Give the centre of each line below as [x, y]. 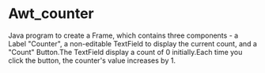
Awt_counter [51, 14]
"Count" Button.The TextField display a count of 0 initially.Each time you [125, 52]
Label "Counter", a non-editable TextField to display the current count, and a [132, 43]
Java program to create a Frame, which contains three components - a [123, 35]
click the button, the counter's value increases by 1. [92, 60]
